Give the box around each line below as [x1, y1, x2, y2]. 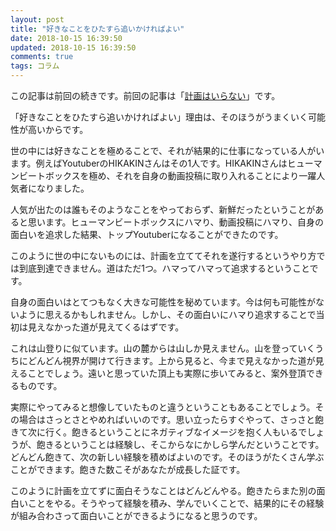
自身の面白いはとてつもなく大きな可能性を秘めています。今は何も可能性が [10, 296, 316, 308]
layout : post [10, 14, 65, 25]
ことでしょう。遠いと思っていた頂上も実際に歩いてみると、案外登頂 [27, 367, 307, 379]
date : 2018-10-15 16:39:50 [10, 33, 123, 43]
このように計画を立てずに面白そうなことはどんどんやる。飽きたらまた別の [10, 485, 317, 496]
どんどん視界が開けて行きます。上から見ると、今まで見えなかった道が [27, 355, 316, 366]
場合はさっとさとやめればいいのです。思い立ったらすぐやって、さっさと [18, 414, 315, 425]
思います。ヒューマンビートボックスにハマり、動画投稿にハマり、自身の [27, 216, 325, 228]
